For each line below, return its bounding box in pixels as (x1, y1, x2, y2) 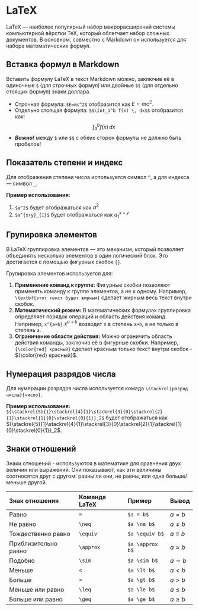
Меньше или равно (9, 585, 65, 594)
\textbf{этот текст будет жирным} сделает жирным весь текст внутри (14, 294, 192, 301)
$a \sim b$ (127, 557, 158, 564)
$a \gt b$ (127, 576, 155, 583)
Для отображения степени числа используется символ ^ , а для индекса (6, 173, 190, 180)
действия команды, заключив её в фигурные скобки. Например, (14, 339, 179, 346)
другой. (27, 478, 47, 485)
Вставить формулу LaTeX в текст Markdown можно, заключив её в (6, 75, 175, 82)
